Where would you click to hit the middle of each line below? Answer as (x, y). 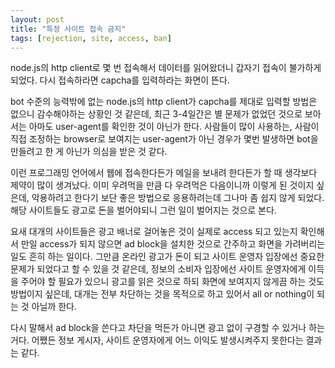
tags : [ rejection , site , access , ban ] (91, 38)
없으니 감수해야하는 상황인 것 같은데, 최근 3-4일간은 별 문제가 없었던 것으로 (156, 114)
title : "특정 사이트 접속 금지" (68, 29)
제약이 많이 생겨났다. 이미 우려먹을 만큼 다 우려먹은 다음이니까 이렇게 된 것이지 (162, 185)
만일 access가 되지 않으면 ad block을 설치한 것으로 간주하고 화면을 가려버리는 (173, 244)
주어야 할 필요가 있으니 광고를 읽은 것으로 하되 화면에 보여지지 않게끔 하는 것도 (172, 282)
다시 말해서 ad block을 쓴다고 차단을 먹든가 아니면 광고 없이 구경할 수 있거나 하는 (167, 328)
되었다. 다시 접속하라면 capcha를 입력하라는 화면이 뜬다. (120, 80)
